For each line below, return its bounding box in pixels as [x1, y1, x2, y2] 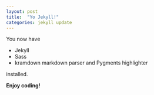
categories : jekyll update [6, 19, 72, 25]
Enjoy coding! [6, 82, 41, 89]
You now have [6, 36, 41, 43]
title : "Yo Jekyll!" [6, 14, 59, 20]
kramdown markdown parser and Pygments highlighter [14, 59, 148, 66]
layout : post [6, 8, 38, 15]
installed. [6, 71, 28, 78]
